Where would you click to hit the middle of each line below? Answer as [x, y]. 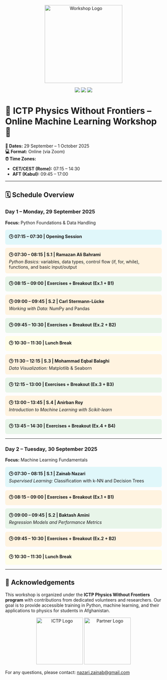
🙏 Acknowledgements [40, 582]
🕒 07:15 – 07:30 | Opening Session [45, 236]
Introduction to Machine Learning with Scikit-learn [61, 409]
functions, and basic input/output [43, 267]
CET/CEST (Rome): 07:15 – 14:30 [46, 169]
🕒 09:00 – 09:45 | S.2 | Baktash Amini [49, 515]
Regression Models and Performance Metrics [55, 522]
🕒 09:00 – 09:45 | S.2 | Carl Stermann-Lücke [57, 301]
